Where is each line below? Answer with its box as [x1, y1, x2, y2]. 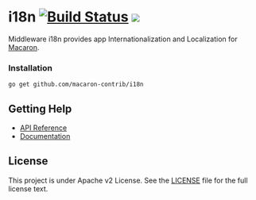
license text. [8, 183, 48, 194]
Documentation [19, 132, 71, 141]
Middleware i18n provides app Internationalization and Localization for [8, 34, 238, 44]
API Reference [19, 123, 68, 133]
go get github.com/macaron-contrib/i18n [8, 80, 145, 89]
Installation [8, 62, 53, 73]
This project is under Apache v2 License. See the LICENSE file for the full [8, 175, 248, 185]
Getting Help [8, 102, 72, 115]
